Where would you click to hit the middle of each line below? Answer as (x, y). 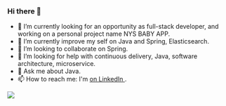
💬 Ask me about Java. (49, 71)
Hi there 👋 (25, 11)
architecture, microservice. (56, 64)
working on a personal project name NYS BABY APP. (94, 34)
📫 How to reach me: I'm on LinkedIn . (72, 79)
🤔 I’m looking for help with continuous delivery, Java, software (107, 56)
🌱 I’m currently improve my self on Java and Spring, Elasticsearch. (113, 41)
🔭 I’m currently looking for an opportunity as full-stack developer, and (118, 27)
